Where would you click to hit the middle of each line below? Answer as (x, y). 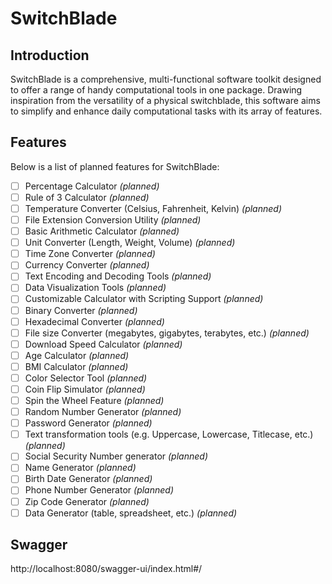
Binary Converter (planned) (81, 310)
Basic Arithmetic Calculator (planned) (102, 231)
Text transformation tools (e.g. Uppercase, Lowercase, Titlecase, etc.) (169, 434)
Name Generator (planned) (80, 468)
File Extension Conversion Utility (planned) (113, 220)
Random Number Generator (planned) (103, 412)
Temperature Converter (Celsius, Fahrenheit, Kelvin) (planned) (153, 208)
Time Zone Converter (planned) (90, 254)
